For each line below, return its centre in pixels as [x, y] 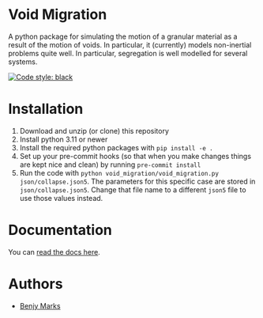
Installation [46, 109]
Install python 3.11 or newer [64, 139]
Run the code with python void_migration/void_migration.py [119, 172]
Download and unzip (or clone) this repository [94, 131]
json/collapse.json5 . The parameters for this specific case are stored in [137, 181]
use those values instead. [61, 198]
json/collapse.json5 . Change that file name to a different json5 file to [133, 189]
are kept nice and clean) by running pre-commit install [110, 165]
